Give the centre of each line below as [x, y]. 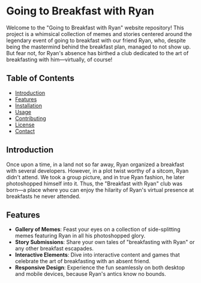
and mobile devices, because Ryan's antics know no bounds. [90, 274]
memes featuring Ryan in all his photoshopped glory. [80, 236]
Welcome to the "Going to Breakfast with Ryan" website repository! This [95, 28]
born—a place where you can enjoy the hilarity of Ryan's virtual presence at [100, 189]
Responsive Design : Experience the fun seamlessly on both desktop [100, 267]
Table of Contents [40, 78]
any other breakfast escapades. [54, 249]
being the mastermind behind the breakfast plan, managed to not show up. [98, 47]
